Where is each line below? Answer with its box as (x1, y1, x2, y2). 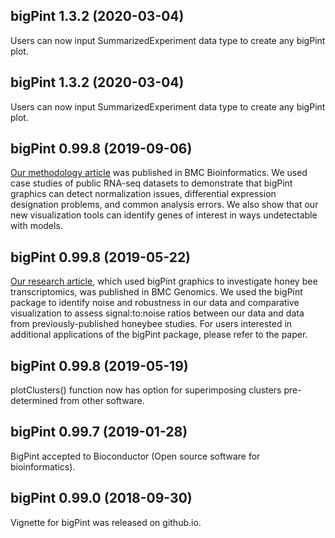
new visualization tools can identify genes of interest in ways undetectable (10, 209, 318, 221)
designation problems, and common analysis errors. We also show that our (10, 199, 319, 211)
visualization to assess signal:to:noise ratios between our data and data (10, 307, 305, 319)
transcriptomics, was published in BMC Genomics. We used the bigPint (10, 286, 303, 298)
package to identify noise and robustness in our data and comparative (10, 297, 300, 309)
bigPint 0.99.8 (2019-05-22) (10, 249, 192, 266)
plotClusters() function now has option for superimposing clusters (10, 384, 282, 396)
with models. (10, 220, 63, 232)
